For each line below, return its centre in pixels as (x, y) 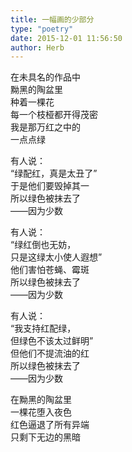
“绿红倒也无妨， (43, 245)
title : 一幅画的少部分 (52, 19)
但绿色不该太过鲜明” (52, 341)
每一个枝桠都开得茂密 (54, 115)
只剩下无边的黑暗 (45, 437)
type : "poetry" (42, 29)
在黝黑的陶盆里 (41, 400)
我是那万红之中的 (45, 127)
